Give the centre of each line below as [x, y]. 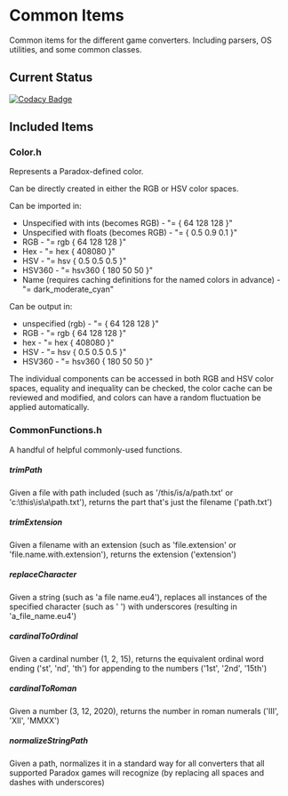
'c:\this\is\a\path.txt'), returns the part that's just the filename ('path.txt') [141, 502]
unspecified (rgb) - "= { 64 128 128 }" [91, 324]
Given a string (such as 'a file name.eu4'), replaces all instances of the [138, 597]
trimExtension [36, 522]
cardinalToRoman [43, 688]
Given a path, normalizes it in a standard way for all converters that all [137, 763]
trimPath [26, 470]
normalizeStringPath [49, 741]
